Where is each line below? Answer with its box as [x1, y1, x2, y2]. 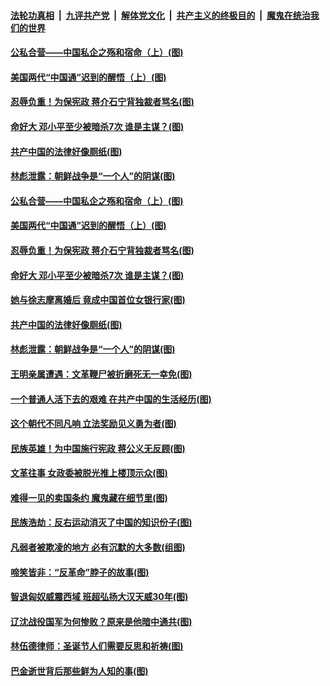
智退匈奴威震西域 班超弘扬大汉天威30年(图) [10, 591, 189, 603]
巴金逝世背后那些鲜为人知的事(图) [10, 665, 149, 677]
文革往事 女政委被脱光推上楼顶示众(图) [10, 467, 168, 479]
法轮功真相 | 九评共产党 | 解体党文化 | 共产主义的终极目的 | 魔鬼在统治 [10, 9, 311, 21]
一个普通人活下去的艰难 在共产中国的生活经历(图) [10, 393, 212, 405]
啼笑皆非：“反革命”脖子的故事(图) [10, 566, 150, 578]
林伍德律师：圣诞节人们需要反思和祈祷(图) [10, 640, 184, 652]
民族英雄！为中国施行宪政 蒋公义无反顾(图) [10, 442, 186, 454]
